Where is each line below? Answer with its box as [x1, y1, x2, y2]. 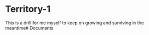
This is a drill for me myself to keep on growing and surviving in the [5, 20, 144, 26]
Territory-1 [5, 3, 51, 15]
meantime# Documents [5, 25, 54, 31]
